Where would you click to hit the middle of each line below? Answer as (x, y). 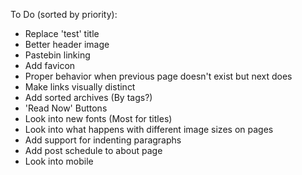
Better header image (67, 44)
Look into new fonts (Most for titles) (98, 118)
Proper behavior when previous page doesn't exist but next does (158, 76)
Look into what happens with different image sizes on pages (149, 129)
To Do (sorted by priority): (64, 14)
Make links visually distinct (80, 87)
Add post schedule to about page (93, 150)
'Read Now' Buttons (66, 108)
